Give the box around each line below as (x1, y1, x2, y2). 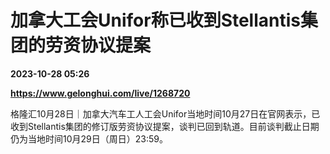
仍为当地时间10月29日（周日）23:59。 (10, 132, 168, 145)
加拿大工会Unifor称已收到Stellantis (10, 9, 302, 32)
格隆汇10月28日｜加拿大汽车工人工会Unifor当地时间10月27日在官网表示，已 (10, 107, 321, 120)
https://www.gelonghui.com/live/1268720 (10, 87, 191, 99)
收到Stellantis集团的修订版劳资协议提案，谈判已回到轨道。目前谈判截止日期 (10, 120, 320, 132)
